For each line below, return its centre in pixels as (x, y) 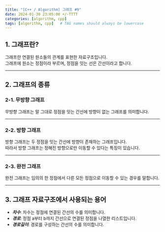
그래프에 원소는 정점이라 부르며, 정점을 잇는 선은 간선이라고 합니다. (69, 63)
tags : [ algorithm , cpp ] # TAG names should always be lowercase (74, 23)
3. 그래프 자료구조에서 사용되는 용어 (56, 199)
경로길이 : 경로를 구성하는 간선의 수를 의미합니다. (58, 225)
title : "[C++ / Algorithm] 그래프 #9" (43, 10)
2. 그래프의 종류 (27, 85)
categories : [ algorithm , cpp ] (36, 19)
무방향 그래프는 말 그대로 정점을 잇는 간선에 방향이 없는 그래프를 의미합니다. (77, 111)
